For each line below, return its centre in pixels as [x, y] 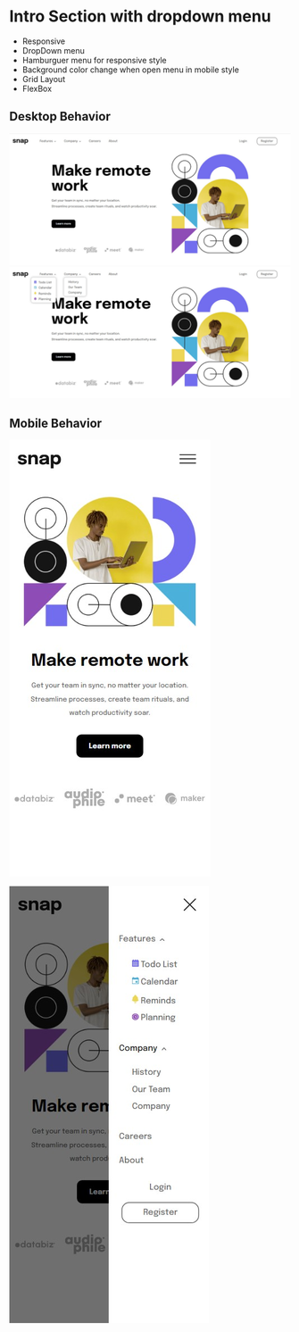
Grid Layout [43, 79]
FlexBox [37, 88]
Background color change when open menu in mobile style [130, 70]
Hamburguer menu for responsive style [94, 60]
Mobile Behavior [56, 423]
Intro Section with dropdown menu [140, 17]
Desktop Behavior [60, 117]
